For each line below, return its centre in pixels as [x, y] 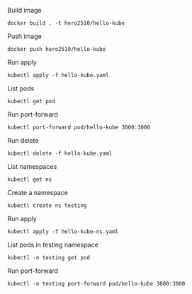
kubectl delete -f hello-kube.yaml [60, 153]
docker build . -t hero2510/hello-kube [66, 23]
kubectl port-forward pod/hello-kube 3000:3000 [79, 127]
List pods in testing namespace [53, 245]
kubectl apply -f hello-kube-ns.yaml [63, 232]
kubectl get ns [30, 180]
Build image [24, 10]
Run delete [23, 140]
